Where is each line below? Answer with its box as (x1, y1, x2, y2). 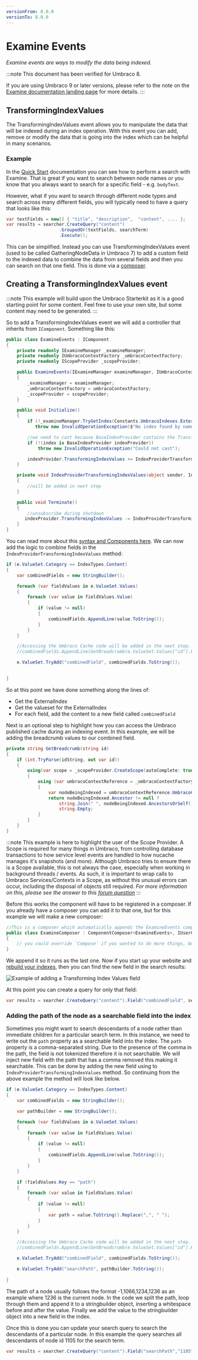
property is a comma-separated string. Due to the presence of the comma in (6, 1044, 192, 1051)
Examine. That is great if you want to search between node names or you (6, 174, 184, 181)
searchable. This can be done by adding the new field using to (6, 1063, 158, 1070)
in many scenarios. (6, 140, 52, 147)
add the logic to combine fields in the (6, 544, 97, 551)
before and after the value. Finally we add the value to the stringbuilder (6, 1306, 179, 1313)
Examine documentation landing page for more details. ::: (6, 88, 146, 95)
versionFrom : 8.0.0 (6, 8, 54, 15)
